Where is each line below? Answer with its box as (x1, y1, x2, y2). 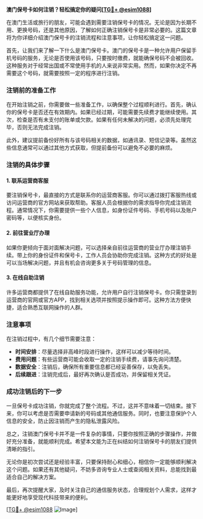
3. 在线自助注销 (6, 274, 45, 281)
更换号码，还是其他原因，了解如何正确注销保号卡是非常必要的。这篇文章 (16, 27, 197, 33)
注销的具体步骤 (6, 160, 50, 169)
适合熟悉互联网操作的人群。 (16, 303, 86, 311)
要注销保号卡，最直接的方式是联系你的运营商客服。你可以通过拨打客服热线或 (6, 191, 197, 199)
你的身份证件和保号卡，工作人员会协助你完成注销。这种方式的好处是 (27, 251, 197, 259)
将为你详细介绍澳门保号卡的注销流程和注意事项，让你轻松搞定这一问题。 (6, 34, 186, 41)
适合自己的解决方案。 (6, 474, 59, 481)
